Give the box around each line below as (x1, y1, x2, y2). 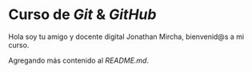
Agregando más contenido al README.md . (8, 56, 150, 65)
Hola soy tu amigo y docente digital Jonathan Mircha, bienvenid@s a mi (8, 32, 245, 41)
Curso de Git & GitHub (8, 6, 157, 24)
